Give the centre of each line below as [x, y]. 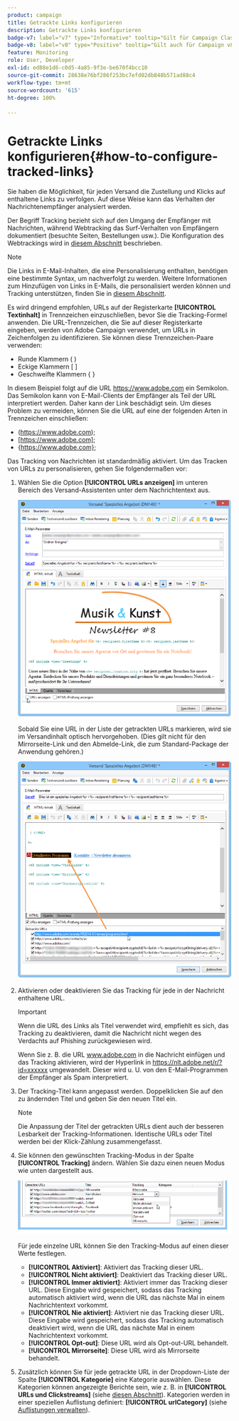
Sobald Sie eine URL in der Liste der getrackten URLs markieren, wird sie [124, 729]
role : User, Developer [41, 61]
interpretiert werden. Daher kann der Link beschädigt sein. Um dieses [110, 404]
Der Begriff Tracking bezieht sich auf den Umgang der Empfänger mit [109, 220]
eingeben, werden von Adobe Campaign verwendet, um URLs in [101, 330]
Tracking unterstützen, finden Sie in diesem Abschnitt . [87, 294]
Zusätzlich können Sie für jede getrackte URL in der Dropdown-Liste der [123, 1372]
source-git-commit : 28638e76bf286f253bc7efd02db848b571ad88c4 [101, 75]
